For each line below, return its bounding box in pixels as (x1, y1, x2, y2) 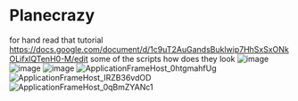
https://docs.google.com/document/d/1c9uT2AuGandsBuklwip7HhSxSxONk (9, 43, 290, 54)
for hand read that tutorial (9, 35, 103, 45)
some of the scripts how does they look (89, 53, 236, 64)
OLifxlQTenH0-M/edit (9, 53, 88, 64)
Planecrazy (9, 5, 95, 26)
